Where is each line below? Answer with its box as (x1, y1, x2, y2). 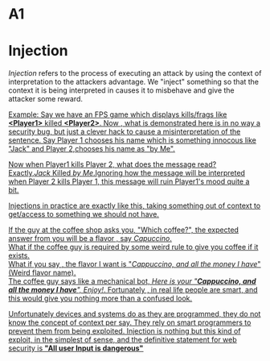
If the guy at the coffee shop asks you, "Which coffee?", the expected (8, 225, 239, 234)
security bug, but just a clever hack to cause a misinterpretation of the (8, 127, 241, 137)
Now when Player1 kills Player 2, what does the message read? (8, 160, 217, 169)
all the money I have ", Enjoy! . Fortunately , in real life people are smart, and (8, 285, 259, 295)
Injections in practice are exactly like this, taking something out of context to (8, 201, 261, 210)
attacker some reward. (8, 94, 83, 104)
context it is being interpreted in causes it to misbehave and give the (8, 85, 235, 95)
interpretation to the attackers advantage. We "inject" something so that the (8, 77, 260, 87)
